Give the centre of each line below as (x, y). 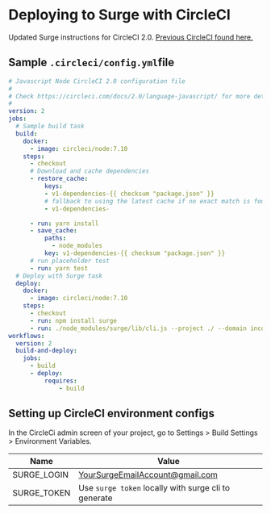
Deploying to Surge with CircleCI (120, 15)
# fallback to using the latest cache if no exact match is (147, 201)
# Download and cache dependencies (90, 171)
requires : (61, 381)
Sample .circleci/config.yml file (92, 63)
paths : (55, 238)
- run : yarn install (64, 224)
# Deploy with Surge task (59, 276)
